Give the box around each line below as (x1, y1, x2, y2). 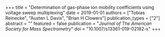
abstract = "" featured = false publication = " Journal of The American (5, 20, 152, 26)
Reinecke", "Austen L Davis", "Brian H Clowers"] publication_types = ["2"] (5, 15, 160, 21)
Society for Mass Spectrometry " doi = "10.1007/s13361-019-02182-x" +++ (5, 26, 161, 32)
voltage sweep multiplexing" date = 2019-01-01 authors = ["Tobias (5, 10, 145, 16)
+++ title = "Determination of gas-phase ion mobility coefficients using (5, 5, 154, 10)
